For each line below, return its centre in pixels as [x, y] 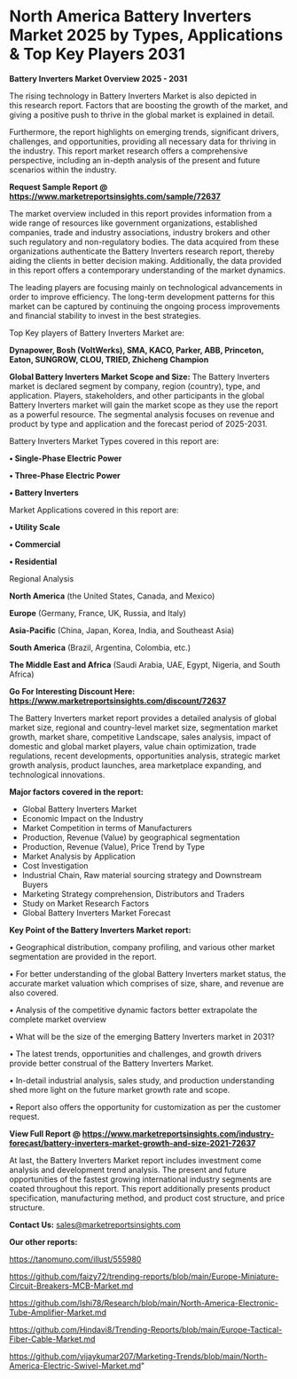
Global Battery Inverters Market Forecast [96, 913]
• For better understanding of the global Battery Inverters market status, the [148, 973]
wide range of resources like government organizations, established [133, 223]
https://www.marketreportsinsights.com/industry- [178, 1133]
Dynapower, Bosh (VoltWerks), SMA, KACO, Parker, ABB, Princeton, [137, 350]
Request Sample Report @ [59, 186]
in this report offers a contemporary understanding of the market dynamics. [147, 270]
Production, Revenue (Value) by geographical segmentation [131, 837]
